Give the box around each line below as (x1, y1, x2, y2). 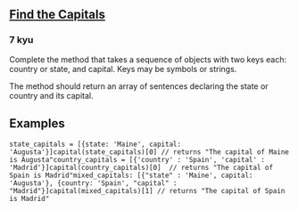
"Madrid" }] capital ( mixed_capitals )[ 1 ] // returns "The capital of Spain (9, 186, 286, 195)
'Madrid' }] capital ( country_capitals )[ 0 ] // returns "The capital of (9, 163, 274, 172)
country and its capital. (9, 90, 94, 101)
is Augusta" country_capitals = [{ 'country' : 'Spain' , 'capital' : (9, 155, 266, 164)
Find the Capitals (9, 7, 105, 22)
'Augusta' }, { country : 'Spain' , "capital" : (9, 178, 178, 188)
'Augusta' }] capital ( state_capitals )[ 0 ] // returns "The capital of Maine (9, 147, 290, 157)
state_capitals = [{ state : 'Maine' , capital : (9, 140, 181, 149)
